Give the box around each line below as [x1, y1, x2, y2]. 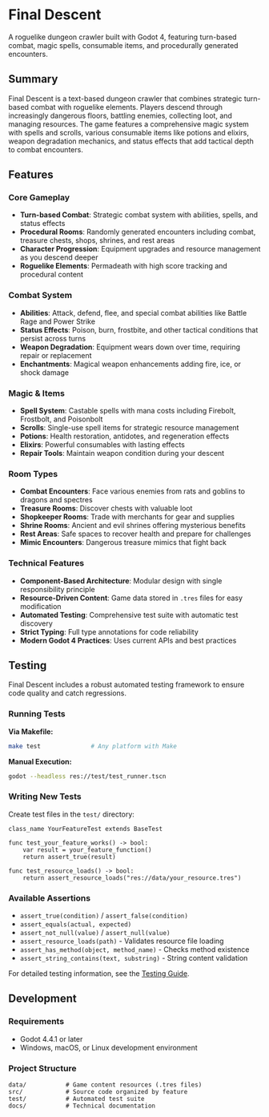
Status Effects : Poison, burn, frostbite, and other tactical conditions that [19, 325, 259, 334]
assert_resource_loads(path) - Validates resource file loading [19, 936, 224, 946]
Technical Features [8, 558, 85, 569]
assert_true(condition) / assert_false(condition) [19, 911, 188, 921]
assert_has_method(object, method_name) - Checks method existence [19, 945, 250, 954]
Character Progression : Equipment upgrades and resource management [19, 244, 261, 254]
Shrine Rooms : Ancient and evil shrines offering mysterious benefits [19, 521, 246, 530]
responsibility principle [19, 584, 95, 594]
